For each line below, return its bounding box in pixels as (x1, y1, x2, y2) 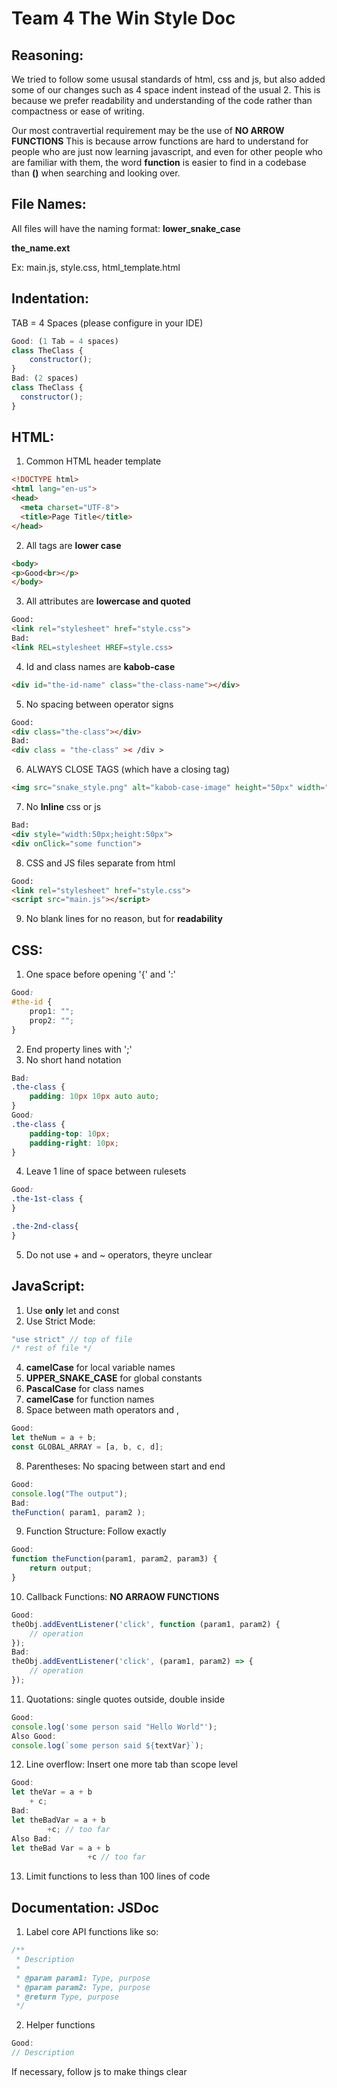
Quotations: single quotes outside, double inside (25, 1693, 226, 1705)
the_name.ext (11, 242, 71, 254)
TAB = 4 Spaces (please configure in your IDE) (11, 317, 204, 329)
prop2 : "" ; (29, 1015, 75, 1026)
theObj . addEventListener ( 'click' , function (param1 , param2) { (11, 1619, 281, 1629)
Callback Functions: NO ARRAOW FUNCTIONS (25, 1590, 220, 1602)
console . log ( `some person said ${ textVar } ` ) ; (11, 1740, 204, 1751)
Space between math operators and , (25, 1404, 179, 1416)
